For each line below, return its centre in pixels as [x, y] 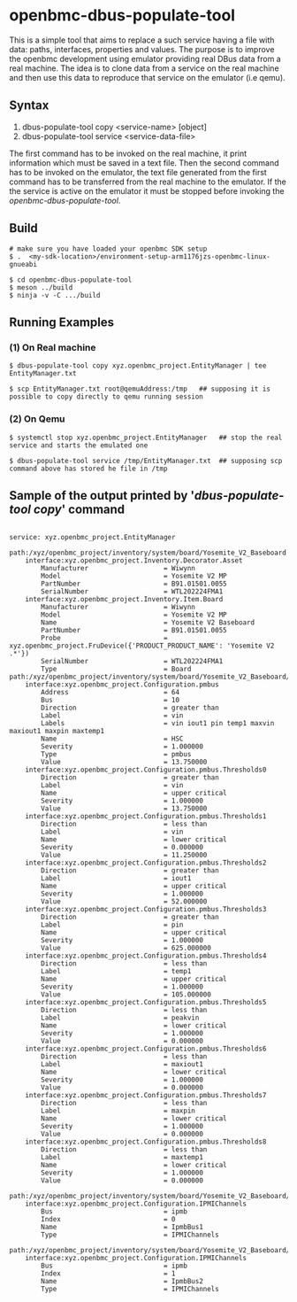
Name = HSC [112, 739]
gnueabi [23, 264]
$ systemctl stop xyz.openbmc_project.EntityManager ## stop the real [146, 438]
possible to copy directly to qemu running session [106, 397]
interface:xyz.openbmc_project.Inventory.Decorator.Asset [134, 561]
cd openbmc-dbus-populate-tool [75, 280]
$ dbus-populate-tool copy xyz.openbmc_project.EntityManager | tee [138, 366]
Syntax [29, 106]
